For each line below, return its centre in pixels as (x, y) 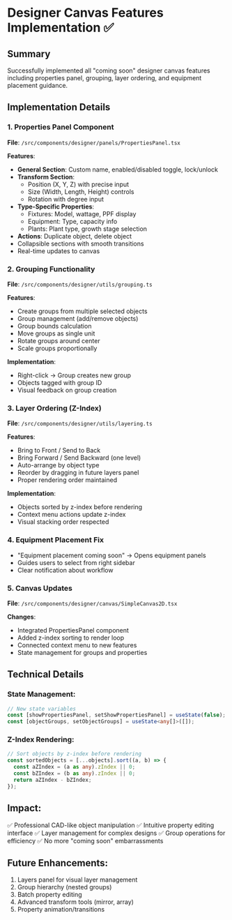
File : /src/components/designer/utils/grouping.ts (80, 284)
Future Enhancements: (58, 863)
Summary (29, 54)
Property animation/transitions (61, 910)
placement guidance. (38, 85)
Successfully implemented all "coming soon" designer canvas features (109, 70)
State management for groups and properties (82, 652)
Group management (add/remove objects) (78, 318)
